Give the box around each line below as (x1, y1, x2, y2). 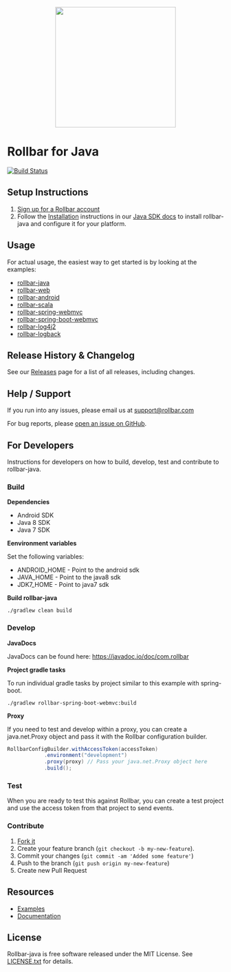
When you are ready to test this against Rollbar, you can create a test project (7, 796, 224, 805)
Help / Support (7, 388, 71, 400)
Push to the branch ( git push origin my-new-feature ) (16, 858, 170, 867)
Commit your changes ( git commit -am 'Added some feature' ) (16, 851, 194, 860)
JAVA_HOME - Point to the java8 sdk (16, 573, 122, 581)
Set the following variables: (7, 552, 85, 561)
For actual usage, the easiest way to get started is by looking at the (7, 258, 197, 266)
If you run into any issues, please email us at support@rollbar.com (7, 406, 195, 415)
